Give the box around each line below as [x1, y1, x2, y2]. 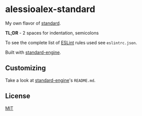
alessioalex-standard [5, 4, 95, 15]
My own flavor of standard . [5, 20, 61, 26]
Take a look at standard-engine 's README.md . [5, 77, 96, 83]
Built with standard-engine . [5, 49, 61, 55]
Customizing [5, 64, 46, 72]
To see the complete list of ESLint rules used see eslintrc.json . [5, 39, 137, 46]
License [5, 92, 30, 100]
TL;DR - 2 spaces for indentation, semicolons [5, 30, 99, 36]
